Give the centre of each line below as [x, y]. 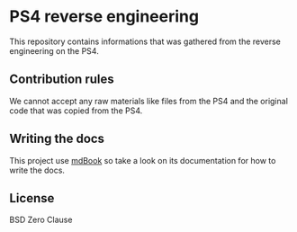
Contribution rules [62, 80]
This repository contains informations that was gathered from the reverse [145, 41]
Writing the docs [57, 139]
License [32, 198]
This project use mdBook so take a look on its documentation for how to [143, 160]
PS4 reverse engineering [104, 17]
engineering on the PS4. [54, 50]
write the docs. [37, 170]
